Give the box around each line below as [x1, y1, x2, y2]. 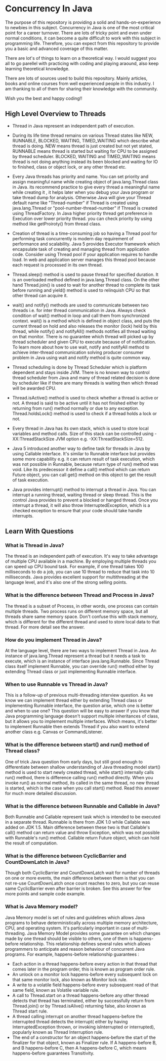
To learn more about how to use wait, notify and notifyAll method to [12, 344, 150, 350]
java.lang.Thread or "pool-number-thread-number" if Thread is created [12, 205, 158, 211]
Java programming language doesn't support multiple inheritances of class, [5, 713, 160, 719]
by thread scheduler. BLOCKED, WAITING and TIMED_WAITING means [12, 153, 156, 159]
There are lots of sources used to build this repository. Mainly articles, [5, 75, 148, 81]
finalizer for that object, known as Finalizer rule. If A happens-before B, [12, 1039, 157, 1046]
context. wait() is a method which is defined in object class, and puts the [12, 317, 160, 324]
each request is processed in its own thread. [12, 262, 103, 267]
